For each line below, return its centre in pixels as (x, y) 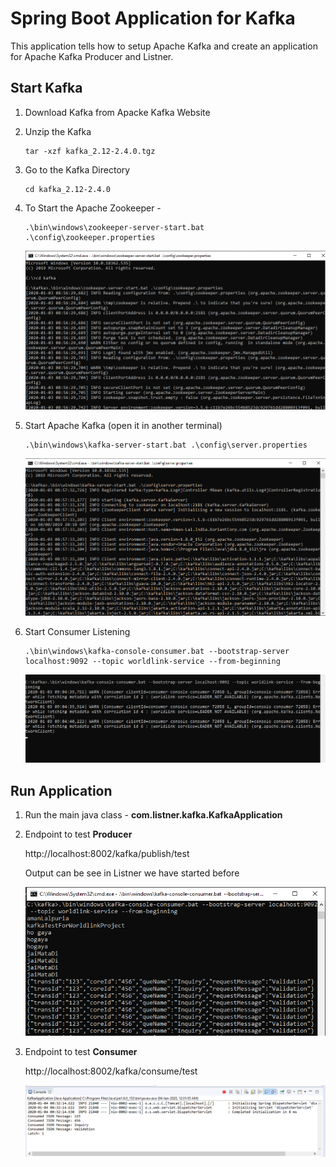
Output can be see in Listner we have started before (132, 873)
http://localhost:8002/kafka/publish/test (107, 853)
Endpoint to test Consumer (81, 1051)
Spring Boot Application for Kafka (153, 18)
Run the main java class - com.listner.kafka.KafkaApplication (153, 814)
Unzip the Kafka (58, 131)
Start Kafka (46, 88)
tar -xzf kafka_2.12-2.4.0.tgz (90, 151)
